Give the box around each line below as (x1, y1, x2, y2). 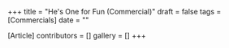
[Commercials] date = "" (7, 15, 89, 25)
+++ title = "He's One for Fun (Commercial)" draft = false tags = (7, 7, 222, 16)
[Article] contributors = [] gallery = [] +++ (7, 31, 147, 40)
